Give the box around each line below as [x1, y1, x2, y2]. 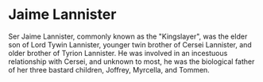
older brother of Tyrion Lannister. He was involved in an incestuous [8, 48, 228, 58]
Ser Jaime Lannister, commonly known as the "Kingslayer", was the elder [8, 32, 248, 41]
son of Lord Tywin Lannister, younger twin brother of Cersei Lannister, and [8, 39, 252, 49]
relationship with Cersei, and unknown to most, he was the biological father [8, 57, 255, 66]
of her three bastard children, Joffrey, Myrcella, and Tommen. [8, 65, 211, 74]
